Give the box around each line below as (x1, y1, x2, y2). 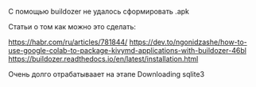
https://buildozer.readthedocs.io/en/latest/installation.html (8, 55, 199, 63)
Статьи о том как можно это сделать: (8, 22, 137, 31)
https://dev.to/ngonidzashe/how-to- (129, 37, 248, 47)
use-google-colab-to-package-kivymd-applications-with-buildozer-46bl (8, 46, 246, 55)
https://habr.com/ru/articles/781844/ (8, 37, 128, 47)
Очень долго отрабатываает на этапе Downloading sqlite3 (8, 70, 205, 78)
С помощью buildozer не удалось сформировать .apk (8, 7, 189, 16)
